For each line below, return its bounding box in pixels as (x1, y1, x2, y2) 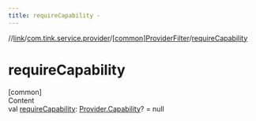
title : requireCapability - (8, 11, 101, 20)
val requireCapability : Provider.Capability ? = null (8, 104, 164, 113)
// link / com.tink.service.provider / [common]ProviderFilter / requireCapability (8, 33, 248, 43)
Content (8, 96, 35, 105)
